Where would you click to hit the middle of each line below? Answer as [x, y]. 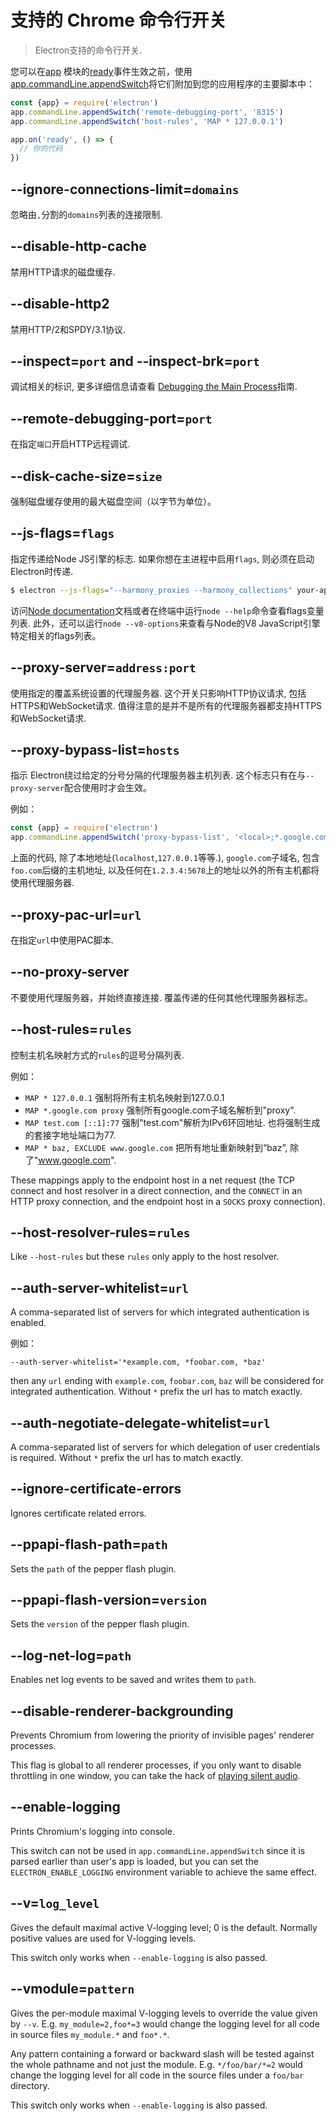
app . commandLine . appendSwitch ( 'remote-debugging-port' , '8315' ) [147, 112]
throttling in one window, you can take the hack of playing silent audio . [155, 1776]
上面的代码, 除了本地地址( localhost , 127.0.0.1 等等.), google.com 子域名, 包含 [165, 858]
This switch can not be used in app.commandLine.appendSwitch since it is [158, 1850]
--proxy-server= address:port [103, 667]
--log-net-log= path [71, 1655]
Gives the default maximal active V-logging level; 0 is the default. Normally [164, 1927]
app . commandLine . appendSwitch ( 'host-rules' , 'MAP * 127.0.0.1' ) [147, 121]
